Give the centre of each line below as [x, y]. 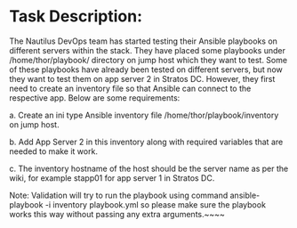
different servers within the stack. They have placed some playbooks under [148, 50]
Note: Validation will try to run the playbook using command [119, 195]
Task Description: [76, 16]
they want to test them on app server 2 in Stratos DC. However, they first [142, 78]
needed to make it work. [53, 151]
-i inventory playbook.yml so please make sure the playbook [156, 204]
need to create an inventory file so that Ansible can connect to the [130, 88]
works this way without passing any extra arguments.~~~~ [117, 214]
